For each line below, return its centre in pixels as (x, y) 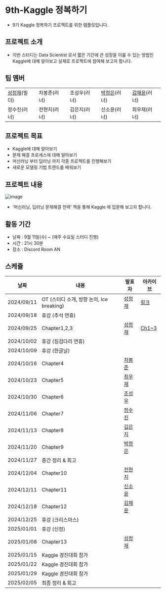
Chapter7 (53, 413)
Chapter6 (53, 397)
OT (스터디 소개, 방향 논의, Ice (75, 299)
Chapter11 (54, 489)
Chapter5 (53, 380)
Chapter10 (54, 473)
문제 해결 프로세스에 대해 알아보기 (45, 155)
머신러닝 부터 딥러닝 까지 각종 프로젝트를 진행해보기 (62, 161)
